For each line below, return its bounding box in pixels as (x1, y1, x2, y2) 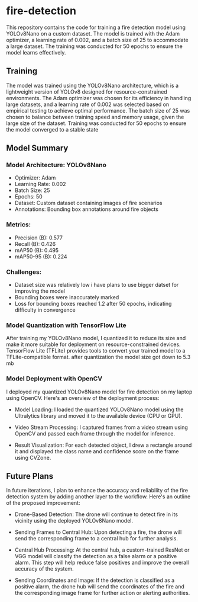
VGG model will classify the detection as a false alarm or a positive (14, 553, 177, 560)
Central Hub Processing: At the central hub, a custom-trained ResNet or (14, 546, 190, 553)
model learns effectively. (6, 49, 66, 56)
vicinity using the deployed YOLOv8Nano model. (14, 517, 133, 524)
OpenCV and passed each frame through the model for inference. (14, 430, 176, 437)
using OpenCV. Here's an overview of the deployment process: (6, 394, 160, 401)
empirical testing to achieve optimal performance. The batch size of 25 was (6, 107, 190, 114)
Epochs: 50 (14, 193, 43, 200)
